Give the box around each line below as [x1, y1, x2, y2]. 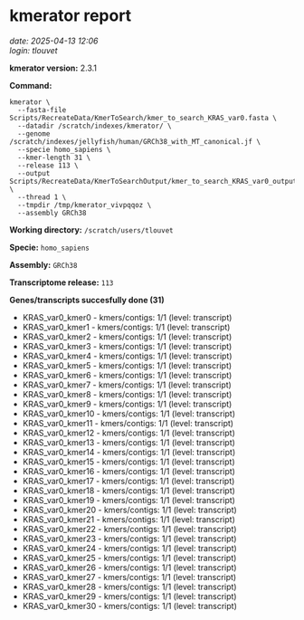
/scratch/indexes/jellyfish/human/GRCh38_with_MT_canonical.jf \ [9, 137, 261, 146]
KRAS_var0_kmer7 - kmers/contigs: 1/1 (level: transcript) [22, 379, 233, 390]
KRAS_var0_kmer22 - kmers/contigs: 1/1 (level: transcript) [22, 523, 237, 534]
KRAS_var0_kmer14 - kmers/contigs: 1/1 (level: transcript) [22, 446, 236, 457]
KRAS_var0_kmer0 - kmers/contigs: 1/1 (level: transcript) [22, 311, 233, 322]
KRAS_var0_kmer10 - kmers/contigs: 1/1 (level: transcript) [22, 408, 236, 419]
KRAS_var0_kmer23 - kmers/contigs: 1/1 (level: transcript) [22, 533, 237, 544]
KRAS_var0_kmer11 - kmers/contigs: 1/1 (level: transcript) [22, 417, 233, 428]
